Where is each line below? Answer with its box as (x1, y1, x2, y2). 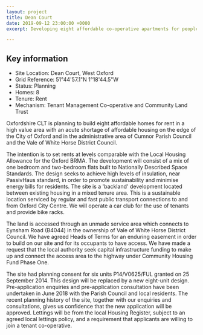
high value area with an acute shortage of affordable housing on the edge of (6, 126, 196, 134)
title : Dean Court (6, 15, 53, 21)
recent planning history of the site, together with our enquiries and (6, 296, 172, 304)
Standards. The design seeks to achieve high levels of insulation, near (6, 170, 181, 177)
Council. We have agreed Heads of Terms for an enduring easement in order (6, 233, 197, 241)
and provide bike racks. (6, 209, 65, 216)
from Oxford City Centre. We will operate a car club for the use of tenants (6, 202, 189, 209)
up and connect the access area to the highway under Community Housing (6, 252, 193, 260)
